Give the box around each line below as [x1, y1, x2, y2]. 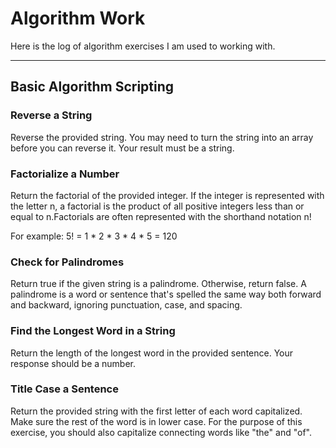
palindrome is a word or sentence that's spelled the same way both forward [10, 288, 322, 301]
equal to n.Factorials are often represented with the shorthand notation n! [10, 210, 312, 222]
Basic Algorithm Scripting [10, 78, 175, 96]
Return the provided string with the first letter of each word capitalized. [10, 405, 303, 417]
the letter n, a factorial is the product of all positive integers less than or [10, 200, 305, 212]
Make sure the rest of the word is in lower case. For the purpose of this [10, 415, 303, 427]
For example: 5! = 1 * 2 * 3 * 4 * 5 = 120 [10, 230, 178, 242]
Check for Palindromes [10, 255, 125, 269]
